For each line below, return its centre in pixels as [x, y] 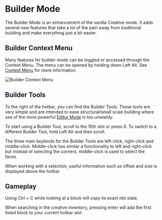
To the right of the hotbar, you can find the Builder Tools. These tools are [78, 107]
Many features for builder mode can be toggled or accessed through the [77, 60]
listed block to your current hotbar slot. [44, 213]
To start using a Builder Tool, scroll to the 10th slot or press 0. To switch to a [81, 126]
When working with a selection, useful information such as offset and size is [81, 166]
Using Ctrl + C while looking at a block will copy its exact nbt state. [72, 198]
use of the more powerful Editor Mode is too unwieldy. [59, 117]
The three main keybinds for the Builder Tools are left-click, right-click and [79, 141]
